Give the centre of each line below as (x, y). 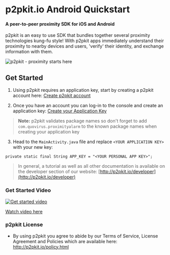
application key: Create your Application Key (60, 111)
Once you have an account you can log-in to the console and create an (88, 106)
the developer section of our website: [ (59, 172)
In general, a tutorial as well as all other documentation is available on (91, 166)
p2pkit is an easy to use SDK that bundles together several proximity (78, 35)
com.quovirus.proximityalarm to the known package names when (87, 126)
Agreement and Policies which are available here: (65, 241)
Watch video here (24, 211)
